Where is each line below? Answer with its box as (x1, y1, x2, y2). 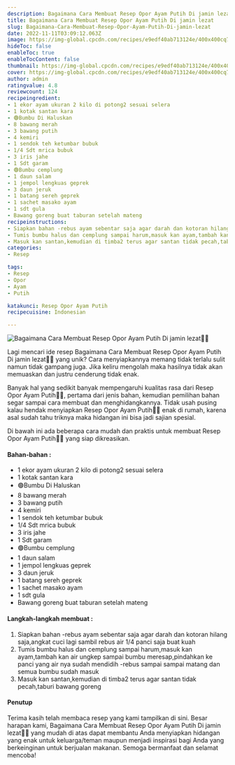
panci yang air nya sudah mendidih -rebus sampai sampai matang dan (17, 659, 220, 668)
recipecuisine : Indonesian (7, 309, 86, 316)
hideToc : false (7, 43, 52, 50)
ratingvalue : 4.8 (7, 82, 58, 89)
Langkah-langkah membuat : (7, 614, 93, 623)
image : (7, 36, 27, 43)
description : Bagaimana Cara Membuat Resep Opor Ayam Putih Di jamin (7, 10, 215, 17)
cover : (7, 69, 27, 76)
